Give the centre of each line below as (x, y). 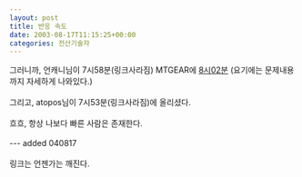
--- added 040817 (43, 143)
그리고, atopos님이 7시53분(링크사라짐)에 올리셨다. (100, 103)
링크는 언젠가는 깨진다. (50, 163)
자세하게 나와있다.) (59, 82)
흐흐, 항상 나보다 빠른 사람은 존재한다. (76, 123)
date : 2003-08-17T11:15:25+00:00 (73, 34)
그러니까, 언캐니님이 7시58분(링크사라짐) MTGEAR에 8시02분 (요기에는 (136, 70)
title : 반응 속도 (39, 26)
